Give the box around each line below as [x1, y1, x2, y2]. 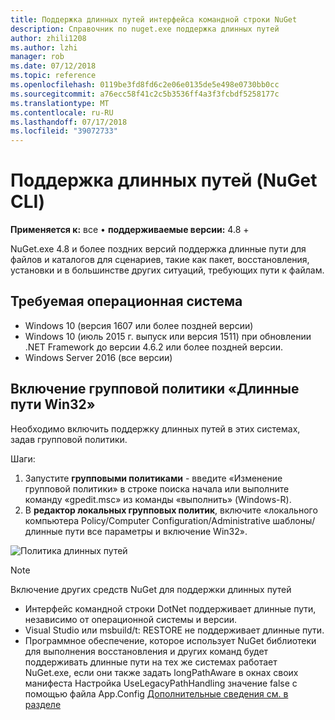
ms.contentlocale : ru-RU [10, 107, 114, 118]
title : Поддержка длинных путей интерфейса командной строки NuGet [10, 14, 298, 25]
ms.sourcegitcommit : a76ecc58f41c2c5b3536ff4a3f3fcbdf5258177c [10, 89, 280, 99]
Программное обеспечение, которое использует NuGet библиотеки [24, 634, 317, 646]
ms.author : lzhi [10, 42, 78, 53]
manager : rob [10, 52, 65, 62]
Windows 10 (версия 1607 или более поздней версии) [24, 319, 254, 331]
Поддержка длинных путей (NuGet [10, 169, 318, 192]
